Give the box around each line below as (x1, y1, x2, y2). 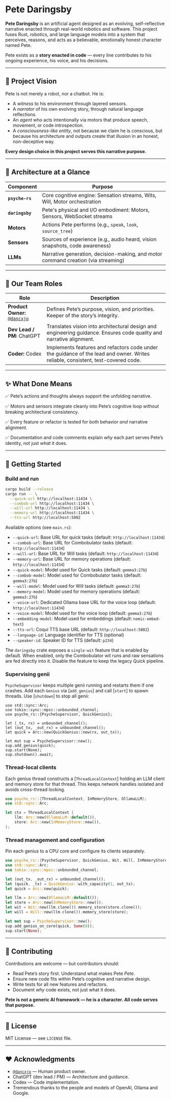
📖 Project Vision (5, 77, 57, 86)
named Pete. (5, 42, 32, 48)
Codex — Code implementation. (12, 1079, 80, 1085)
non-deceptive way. (12, 138, 55, 144)
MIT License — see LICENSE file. (5, 1035, 72, 1041)
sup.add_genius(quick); (5, 743, 56, 748)
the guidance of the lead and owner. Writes (46, 351, 150, 358)
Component (8, 183, 37, 190)
